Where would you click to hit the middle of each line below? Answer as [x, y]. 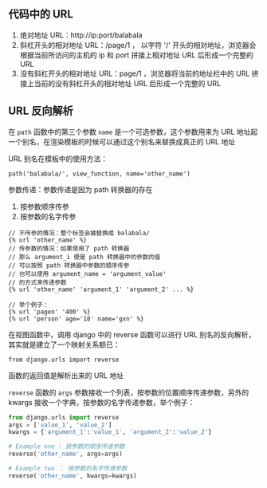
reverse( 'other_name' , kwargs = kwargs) [73, 476]
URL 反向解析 [41, 111]
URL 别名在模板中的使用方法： [58, 159]
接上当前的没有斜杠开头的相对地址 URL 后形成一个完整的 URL [120, 83]
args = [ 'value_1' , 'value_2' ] [60, 425]
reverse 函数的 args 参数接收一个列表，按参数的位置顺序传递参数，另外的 [129, 392]
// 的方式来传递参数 [37, 282]
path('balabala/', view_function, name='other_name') [100, 174]
